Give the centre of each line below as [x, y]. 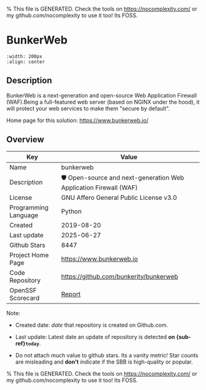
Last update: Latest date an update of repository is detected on [95, 337]
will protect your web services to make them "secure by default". [88, 108]
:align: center [26, 62]
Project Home [29, 255]
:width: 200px [25, 56]
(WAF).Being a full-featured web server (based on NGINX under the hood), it [103, 102]
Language [24, 215]
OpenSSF [23, 290]
